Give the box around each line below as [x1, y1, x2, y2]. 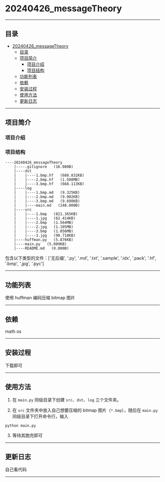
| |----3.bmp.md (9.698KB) [14, 199, 80, 204]
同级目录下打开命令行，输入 [12, 413, 69, 419]
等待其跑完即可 [12, 432, 43, 438]
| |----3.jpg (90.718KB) [14, 233, 76, 238]
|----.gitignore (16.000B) [14, 164, 74, 169]
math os [5, 328, 22, 334]
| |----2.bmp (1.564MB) [14, 220, 74, 225]
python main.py [5, 423, 36, 428]
